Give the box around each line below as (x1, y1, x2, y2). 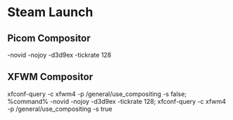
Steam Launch (7, 4, 94, 20)
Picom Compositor (7, 32, 91, 44)
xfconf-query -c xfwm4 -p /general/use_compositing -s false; (7, 89, 187, 98)
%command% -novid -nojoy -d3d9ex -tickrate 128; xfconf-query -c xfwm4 (7, 97, 227, 105)
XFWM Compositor (7, 71, 94, 83)
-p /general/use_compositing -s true (7, 105, 113, 113)
